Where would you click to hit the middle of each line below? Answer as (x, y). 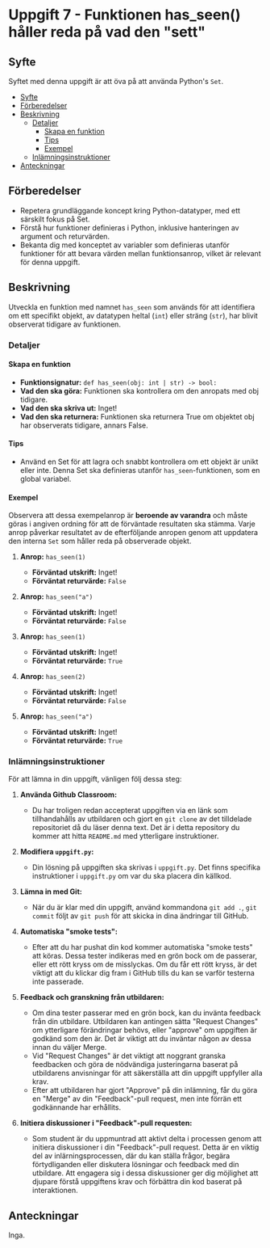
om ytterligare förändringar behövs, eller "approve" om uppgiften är (145, 1030)
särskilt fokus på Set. (55, 219)
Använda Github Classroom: (69, 795)
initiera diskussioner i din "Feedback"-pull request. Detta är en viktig (145, 1147)
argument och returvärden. (65, 236)
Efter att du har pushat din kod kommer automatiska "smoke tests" (142, 947)
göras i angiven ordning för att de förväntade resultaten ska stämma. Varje (132, 524)
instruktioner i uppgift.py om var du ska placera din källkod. (132, 876)
